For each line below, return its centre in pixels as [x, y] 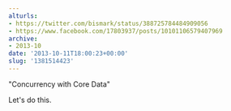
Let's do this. [30, 100]
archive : [23, 38]
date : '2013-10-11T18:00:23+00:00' [68, 53]
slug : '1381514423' [41, 62]
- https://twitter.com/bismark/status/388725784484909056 [108, 23]
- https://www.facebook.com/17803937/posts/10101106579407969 [115, 31]
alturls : [23, 16]
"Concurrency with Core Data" [60, 84]
